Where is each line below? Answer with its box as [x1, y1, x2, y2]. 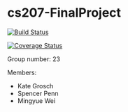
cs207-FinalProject [7, 5, 121, 21]
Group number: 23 [7, 54, 61, 63]
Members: [7, 68, 37, 77]
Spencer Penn [17, 89, 59, 97]
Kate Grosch [17, 81, 54, 90]
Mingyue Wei [17, 96, 56, 105]
